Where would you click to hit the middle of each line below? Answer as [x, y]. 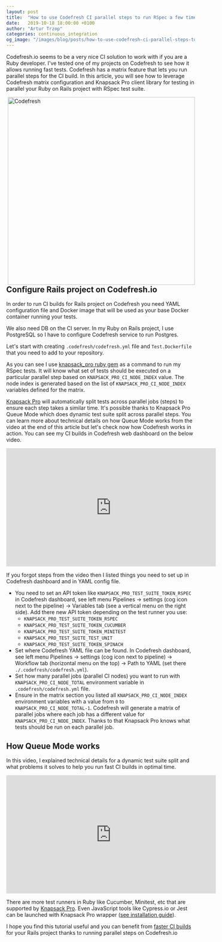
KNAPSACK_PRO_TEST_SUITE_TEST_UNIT [68, 638]
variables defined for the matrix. [46, 390]
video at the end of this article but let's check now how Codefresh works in [99, 427]
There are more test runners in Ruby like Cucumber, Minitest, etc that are [96, 902]
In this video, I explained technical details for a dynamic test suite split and [98, 761]
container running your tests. [42, 317]
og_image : [19, 40]
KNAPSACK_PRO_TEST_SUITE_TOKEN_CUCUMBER [75, 625]
